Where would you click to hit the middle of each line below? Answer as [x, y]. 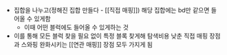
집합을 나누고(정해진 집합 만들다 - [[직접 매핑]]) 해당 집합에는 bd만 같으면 [111, 10]
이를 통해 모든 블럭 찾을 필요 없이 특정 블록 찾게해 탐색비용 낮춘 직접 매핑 [111, 36]
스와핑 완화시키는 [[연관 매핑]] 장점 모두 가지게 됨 [87, 44]
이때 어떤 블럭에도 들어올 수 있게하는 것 [76, 27]
